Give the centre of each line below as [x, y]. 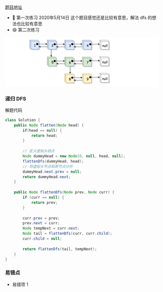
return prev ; [44, 202]
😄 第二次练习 [26, 30]
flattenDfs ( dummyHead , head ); [53, 161]
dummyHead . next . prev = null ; [52, 172]
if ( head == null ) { [42, 130]
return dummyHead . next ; [47, 177]
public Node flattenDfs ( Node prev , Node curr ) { [64, 192]
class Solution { [23, 120]
